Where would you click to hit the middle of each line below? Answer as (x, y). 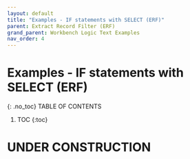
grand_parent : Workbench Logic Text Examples (73, 33)
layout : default (30, 13)
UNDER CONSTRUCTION (79, 147)
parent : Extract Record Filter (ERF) (61, 26)
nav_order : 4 (26, 39)
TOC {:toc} (32, 120)
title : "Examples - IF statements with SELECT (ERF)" (86, 20)
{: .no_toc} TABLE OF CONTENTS (54, 106)
